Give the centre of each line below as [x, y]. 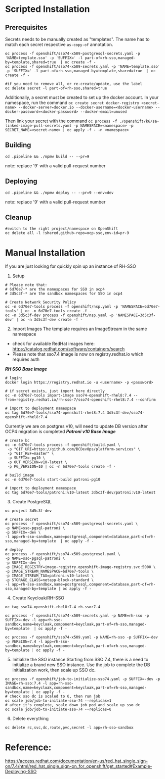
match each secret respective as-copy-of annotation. [59, 45]
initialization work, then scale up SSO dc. [54, 670]
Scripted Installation [48, 9]
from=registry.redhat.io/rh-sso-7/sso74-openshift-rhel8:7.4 [69, 400]
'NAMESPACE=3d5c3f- [135, 315]
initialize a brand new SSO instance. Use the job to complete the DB [81, 665]
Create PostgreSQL [32, 502]
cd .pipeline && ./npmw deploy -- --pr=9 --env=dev [59, 193]
